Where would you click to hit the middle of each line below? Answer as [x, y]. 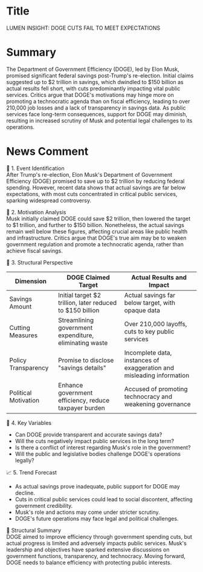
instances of [142, 360]
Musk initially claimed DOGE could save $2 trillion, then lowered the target [98, 219]
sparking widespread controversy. [49, 200]
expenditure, [76, 335]
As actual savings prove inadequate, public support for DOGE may [97, 486]
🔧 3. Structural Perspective [40, 262]
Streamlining [76, 320]
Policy [18, 360]
